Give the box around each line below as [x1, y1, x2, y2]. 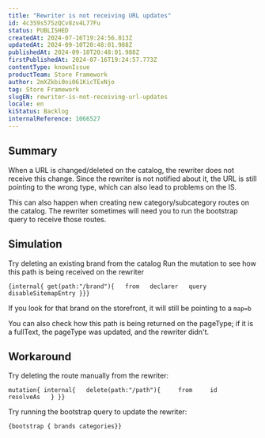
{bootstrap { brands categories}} [8, 422, 123, 431]
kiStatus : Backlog [8, 108, 69, 116]
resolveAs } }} [8, 394, 66, 401]
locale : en [8, 100, 44, 108]
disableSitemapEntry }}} [8, 289, 90, 298]
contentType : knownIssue [8, 63, 90, 71]
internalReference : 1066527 [8, 115, 101, 123]
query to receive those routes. [8, 214, 107, 224]
